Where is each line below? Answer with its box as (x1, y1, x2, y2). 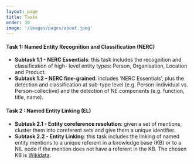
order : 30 (6, 19, 30, 25)
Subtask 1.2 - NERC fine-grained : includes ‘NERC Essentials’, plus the (14, 75, 185, 82)
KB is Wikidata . (14, 151, 52, 159)
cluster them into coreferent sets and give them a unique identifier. (14, 126, 176, 133)
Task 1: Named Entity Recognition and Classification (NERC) (6, 43, 155, 50)
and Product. (14, 69, 46, 76)
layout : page (6, 8, 38, 15)
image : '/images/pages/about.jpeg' (6, 25, 93, 31)
